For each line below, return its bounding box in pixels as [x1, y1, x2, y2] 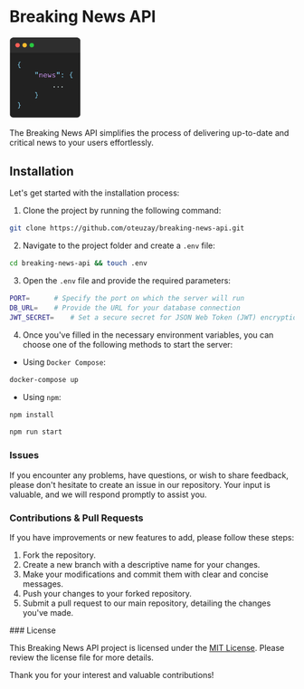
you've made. [22, 607, 74, 617]
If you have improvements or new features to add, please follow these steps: [9, 531, 295, 542]
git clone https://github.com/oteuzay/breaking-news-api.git [9, 224, 245, 233]
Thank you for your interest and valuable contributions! [9, 669, 214, 680]
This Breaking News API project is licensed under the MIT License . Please [9, 642, 285, 653]
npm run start [9, 427, 63, 436]
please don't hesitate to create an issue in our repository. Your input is [9, 479, 271, 490]
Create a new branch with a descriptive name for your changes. [22, 559, 261, 569]
